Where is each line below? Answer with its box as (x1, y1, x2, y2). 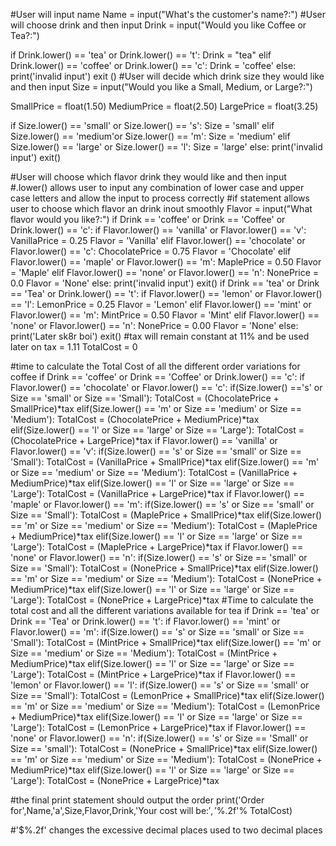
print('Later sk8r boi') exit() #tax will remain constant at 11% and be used (10, 330, 310, 342)
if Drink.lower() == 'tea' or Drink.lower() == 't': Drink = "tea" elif (10, 49, 272, 61)
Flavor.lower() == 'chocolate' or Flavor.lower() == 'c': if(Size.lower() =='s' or (10, 382, 323, 393)
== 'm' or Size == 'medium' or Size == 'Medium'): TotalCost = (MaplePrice (10, 520, 318, 531)
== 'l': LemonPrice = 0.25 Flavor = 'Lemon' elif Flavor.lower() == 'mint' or (10, 299, 312, 310)
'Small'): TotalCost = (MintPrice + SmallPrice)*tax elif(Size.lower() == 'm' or (10, 637, 322, 648)
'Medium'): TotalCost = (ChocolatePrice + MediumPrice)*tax (10, 414, 260, 425)
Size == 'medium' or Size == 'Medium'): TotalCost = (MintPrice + (10, 647, 278, 659)
